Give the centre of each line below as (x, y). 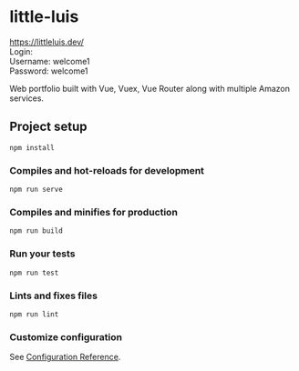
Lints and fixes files (54, 296)
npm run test (34, 273)
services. (26, 98)
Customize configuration (66, 336)
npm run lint (34, 314)
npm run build (36, 231)
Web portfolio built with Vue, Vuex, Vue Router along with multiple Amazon (149, 88)
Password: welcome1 (49, 71)
